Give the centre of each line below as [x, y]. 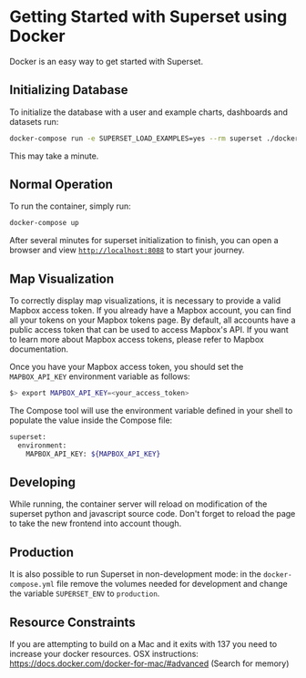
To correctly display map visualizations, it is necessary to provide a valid [145, 301]
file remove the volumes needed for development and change [172, 584]
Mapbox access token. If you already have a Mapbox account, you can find [150, 311]
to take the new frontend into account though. [96, 524]
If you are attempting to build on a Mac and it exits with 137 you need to [143, 644]
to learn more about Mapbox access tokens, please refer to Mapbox [137, 340]
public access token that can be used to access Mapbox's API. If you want [149, 330]
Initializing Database [69, 90]
